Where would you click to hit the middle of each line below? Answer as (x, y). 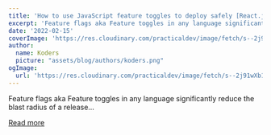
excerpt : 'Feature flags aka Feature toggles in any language (115, 23)
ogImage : (23, 68)
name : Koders (38, 53)
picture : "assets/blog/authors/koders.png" (90, 61)
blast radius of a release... (52, 107)
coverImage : (28, 38)
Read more (27, 122)
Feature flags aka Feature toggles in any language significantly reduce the (131, 98)
